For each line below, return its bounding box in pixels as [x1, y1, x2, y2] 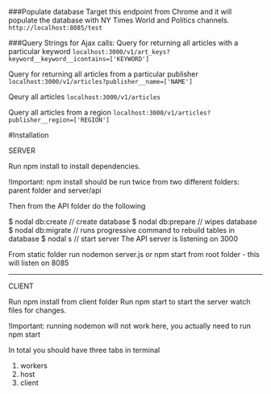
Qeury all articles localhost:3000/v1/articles [8, 92, 161, 102]
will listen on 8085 [8, 258, 69, 268]
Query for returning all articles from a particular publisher [8, 69, 199, 79]
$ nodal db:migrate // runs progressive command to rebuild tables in [8, 226, 236, 234]
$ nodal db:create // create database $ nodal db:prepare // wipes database [8, 217, 258, 226]
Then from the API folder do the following [8, 201, 146, 210]
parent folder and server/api [8, 185, 102, 195]
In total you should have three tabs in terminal [8, 346, 161, 355]
